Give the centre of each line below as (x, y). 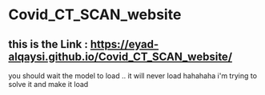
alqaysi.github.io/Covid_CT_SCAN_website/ (120, 56)
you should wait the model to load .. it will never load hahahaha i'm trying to (133, 76)
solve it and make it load (48, 84)
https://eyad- (124, 44)
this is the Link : (48, 44)
